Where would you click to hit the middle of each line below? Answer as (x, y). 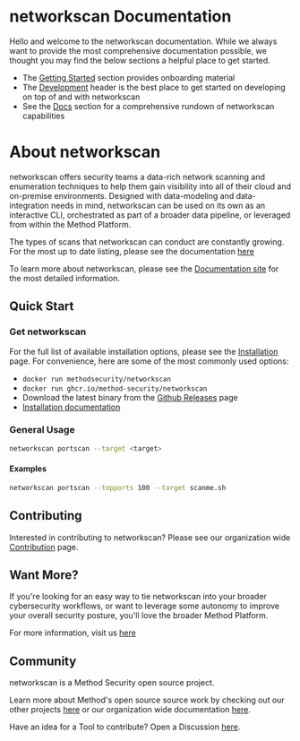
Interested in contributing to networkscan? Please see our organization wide (150, 537)
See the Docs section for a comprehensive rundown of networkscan (148, 106)
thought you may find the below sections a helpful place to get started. (140, 60)
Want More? (44, 575)
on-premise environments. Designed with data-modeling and (122, 195)
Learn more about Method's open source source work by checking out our (147, 700)
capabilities (43, 116)
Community (43, 661)
